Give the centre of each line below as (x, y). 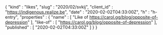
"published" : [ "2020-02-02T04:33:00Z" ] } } (51, 27)
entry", (12, 17)
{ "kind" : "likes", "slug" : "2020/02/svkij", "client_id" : (59, 7)
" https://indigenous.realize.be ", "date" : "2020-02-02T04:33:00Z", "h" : (77, 12)
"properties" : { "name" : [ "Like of (54, 17)
